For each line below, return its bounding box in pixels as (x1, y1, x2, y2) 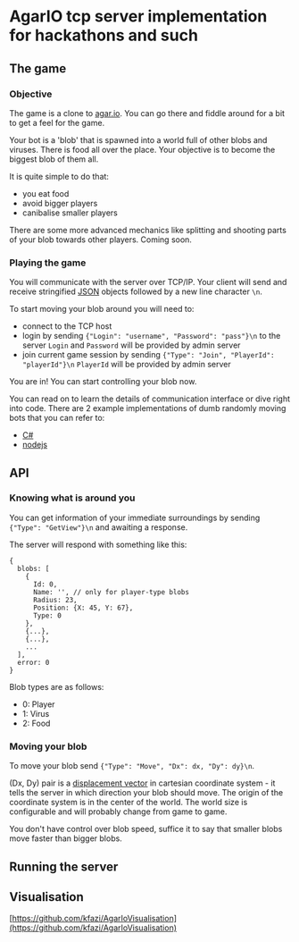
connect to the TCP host (21, 321, 112, 332)
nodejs (21, 440, 47, 450)
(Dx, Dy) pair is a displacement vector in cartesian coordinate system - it (9, 778, 276, 788)
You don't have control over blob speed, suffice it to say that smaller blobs (9, 824, 283, 835)
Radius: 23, (32, 595, 78, 604)
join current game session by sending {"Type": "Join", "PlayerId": (21, 349, 275, 360)
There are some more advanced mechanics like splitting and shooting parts (9, 224, 287, 235)
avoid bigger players (21, 198, 98, 208)
